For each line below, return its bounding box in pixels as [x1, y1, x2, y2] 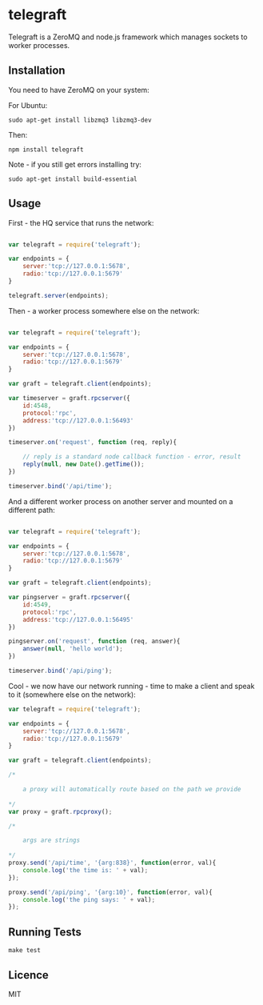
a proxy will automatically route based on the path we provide [22, 786, 241, 794]
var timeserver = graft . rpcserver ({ [8, 394, 130, 402]
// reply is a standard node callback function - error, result [22, 453, 241, 461]
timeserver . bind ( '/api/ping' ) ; [8, 667, 113, 675]
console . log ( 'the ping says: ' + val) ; [22, 895, 156, 903]
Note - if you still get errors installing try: [8, 159, 142, 169]
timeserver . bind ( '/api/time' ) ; [8, 482, 113, 490]
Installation [8, 64, 66, 78]
